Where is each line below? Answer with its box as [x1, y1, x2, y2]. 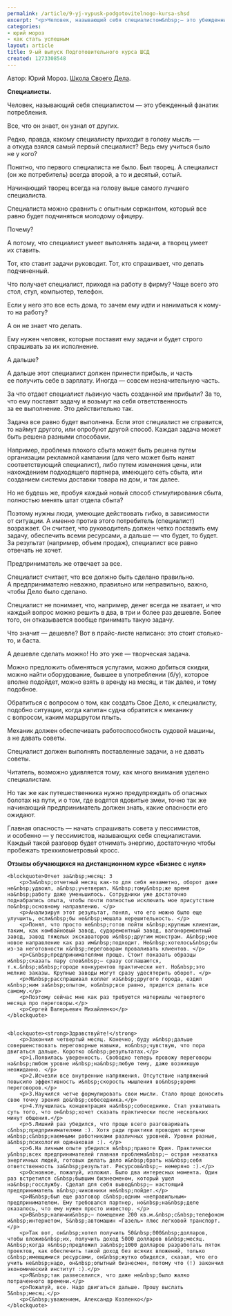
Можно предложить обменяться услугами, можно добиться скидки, [7, 662, 211, 671]
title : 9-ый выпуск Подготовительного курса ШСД [7, 49, 150, 56]
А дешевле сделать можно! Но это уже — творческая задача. [7, 649, 191, 658]
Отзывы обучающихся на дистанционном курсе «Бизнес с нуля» [7, 859, 206, 868]
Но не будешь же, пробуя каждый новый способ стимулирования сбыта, [7, 488, 224, 497]
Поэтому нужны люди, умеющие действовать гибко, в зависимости [7, 509, 209, 517]
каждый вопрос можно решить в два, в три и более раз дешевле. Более [7, 608, 222, 616]
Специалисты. [7, 87, 52, 95]
